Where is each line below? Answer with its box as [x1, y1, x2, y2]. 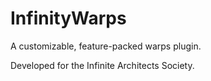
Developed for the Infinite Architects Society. [10, 59, 195, 71]
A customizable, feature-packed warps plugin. [10, 40, 202, 52]
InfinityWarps [10, 7, 127, 30]
